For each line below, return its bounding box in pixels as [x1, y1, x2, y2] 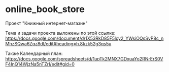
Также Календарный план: [5, 50, 63, 56]
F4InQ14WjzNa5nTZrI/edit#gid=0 [5, 61, 75, 67]
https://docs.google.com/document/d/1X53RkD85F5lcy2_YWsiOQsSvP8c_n [5, 35, 164, 41]
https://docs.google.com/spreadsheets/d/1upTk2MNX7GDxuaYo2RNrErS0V [5, 55, 163, 61]
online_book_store [5, 4, 85, 15]
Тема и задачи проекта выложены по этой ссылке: [5, 30, 116, 36]
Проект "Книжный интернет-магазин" [5, 20, 88, 26]
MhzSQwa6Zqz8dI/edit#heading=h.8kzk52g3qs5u [5, 40, 112, 46]
